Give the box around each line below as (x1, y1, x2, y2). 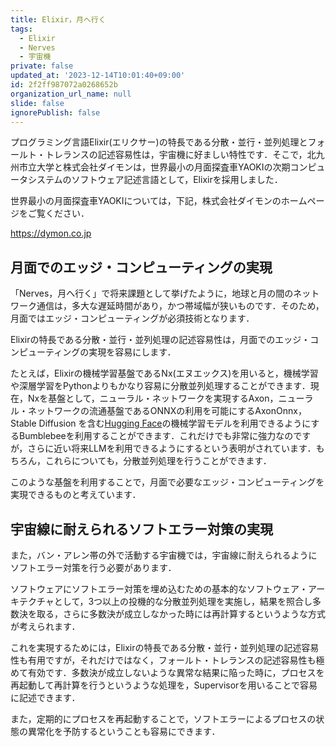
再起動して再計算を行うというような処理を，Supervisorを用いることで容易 (10, 679, 318, 691)
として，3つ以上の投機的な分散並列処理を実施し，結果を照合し (53, 596, 313, 607)
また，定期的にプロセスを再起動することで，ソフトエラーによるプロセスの (10, 713, 317, 725)
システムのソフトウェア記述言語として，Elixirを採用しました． (27, 174, 283, 186)
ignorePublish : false (10, 107, 101, 118)
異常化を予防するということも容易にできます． (27, 726, 221, 737)
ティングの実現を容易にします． (44, 346, 177, 358)
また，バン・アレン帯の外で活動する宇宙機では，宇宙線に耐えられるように (10, 549, 318, 561)
